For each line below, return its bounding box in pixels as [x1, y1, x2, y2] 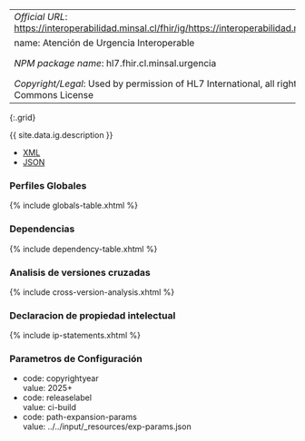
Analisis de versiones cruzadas [9, 266, 152, 279]
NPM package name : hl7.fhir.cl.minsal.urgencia [14, 57, 217, 69]
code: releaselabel [22, 392, 93, 403]
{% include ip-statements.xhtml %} [9, 330, 141, 341]
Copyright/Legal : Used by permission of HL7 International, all [14, 77, 275, 90]
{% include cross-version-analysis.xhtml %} [9, 286, 175, 298]
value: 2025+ [22, 383, 73, 394]
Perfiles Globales [9, 179, 87, 191]
